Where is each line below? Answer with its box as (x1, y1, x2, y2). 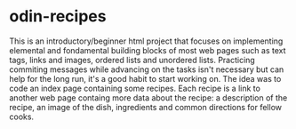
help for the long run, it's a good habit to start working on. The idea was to (9, 73, 282, 84)
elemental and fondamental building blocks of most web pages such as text (9, 44, 286, 55)
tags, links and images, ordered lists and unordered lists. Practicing (9, 54, 255, 65)
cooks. (9, 111, 34, 122)
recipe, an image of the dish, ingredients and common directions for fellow (9, 101, 283, 112)
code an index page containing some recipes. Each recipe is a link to (9, 83, 260, 93)
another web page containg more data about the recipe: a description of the (9, 92, 288, 103)
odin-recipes (9, 6, 107, 27)
